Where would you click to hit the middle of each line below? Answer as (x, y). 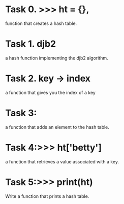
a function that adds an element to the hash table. (57, 127)
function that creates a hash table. (41, 23)
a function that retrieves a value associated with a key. (62, 161)
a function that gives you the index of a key (50, 92)
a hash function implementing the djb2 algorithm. (57, 58)
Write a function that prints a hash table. (47, 196)
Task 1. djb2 (31, 44)
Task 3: (21, 113)
